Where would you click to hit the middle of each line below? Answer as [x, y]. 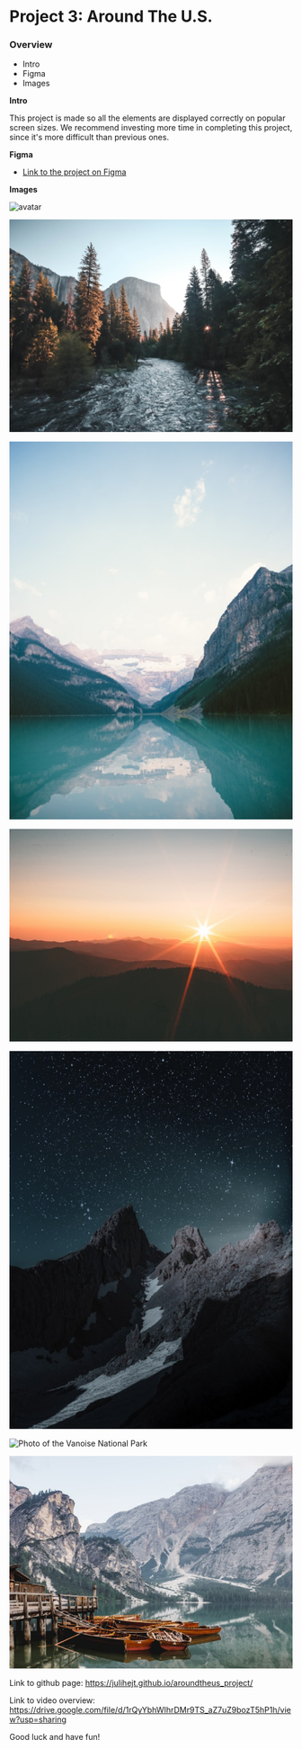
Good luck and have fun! [55, 1737]
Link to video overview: [53, 1700]
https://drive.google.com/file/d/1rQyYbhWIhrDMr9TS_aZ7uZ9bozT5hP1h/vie [151, 1710]
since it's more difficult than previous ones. [89, 138]
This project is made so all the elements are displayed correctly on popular [147, 118]
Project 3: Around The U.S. [111, 17]
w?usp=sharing [38, 1719]
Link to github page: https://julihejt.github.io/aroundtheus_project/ [131, 1683]
